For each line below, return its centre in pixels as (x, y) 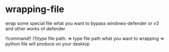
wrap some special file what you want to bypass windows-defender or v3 (82, 23)
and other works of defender (35, 28)
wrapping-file (35, 9)
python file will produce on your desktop (47, 43)
